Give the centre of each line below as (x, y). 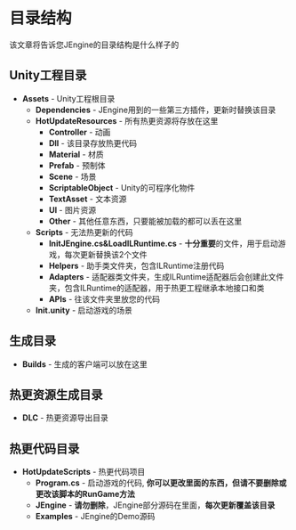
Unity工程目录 (48, 75)
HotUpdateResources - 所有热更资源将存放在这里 (127, 120)
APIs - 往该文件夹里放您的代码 (104, 298)
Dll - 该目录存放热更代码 (93, 143)
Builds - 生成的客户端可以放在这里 (85, 364)
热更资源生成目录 (56, 394)
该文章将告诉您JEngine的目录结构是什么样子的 (94, 45)
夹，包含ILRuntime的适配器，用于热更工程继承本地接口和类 (156, 288)
